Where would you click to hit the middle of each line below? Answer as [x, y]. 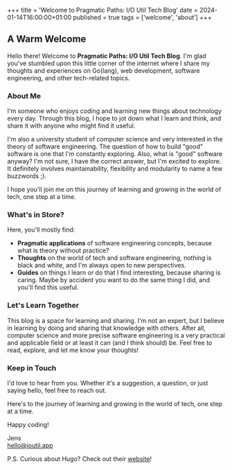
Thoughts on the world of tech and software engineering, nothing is [114, 258]
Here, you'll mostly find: [41, 230]
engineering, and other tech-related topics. [69, 78]
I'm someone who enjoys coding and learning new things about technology [115, 111]
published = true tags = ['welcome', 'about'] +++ [142, 17]
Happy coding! [28, 425]
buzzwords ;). [27, 176]
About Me [24, 96]
